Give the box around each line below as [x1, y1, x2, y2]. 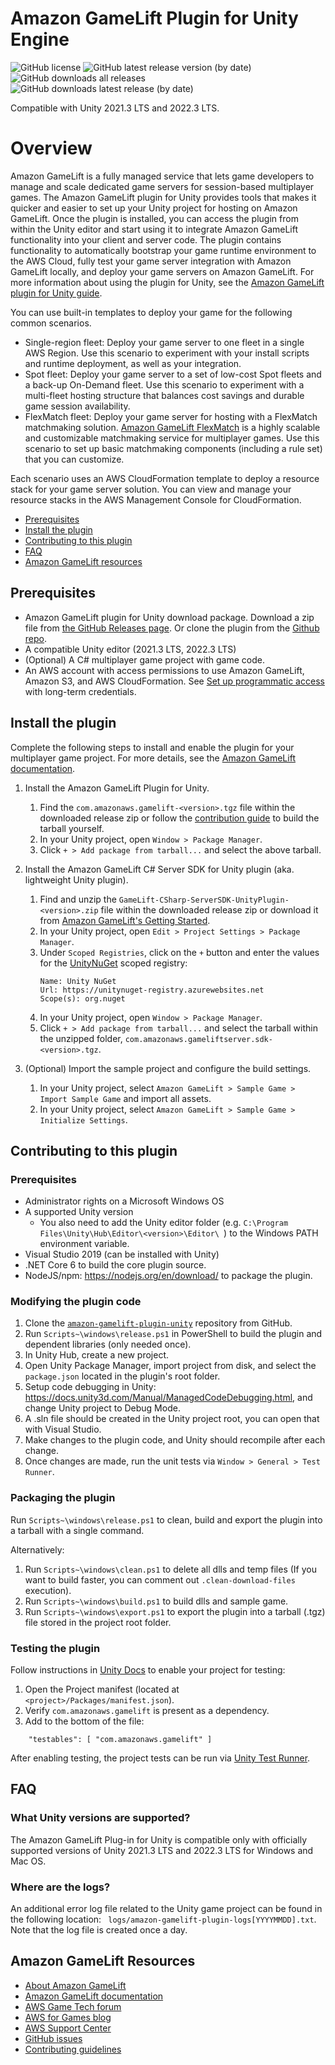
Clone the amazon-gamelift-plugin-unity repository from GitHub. [24, 1317, 293, 1329]
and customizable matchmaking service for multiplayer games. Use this [24, 432, 320, 444]
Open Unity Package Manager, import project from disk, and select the [24, 1360, 317, 1372]
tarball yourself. [39, 822, 105, 834]
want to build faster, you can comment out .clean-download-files [24, 1573, 296, 1586]
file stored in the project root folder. [24, 1616, 172, 1628]
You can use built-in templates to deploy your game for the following [10, 306, 293, 318]
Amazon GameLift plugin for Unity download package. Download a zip [24, 611, 315, 623]
